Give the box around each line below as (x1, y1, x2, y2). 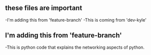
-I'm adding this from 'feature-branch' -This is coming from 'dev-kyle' (5, 17, 147, 23)
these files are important (5, 4, 83, 12)
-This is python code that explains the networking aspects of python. (5, 44, 145, 50)
